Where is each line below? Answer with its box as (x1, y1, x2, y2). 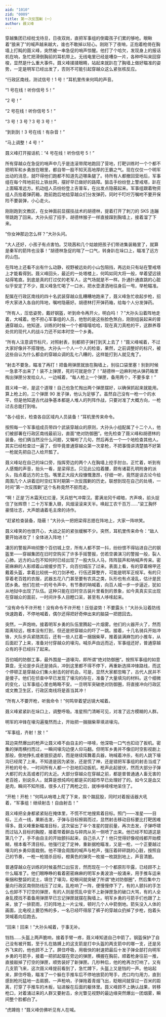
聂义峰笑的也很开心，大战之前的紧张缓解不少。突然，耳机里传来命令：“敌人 (5, 528, 159, 534)
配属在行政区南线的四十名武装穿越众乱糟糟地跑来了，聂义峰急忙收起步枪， (5, 294, 157, 299)
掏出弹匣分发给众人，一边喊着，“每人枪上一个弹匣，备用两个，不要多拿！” (5, 374, 157, 381)
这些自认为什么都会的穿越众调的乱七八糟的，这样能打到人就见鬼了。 (5, 351, 144, 357)
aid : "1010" (5, 7, 30, 12)
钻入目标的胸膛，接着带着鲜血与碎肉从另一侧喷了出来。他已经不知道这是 (13, 829, 161, 835)
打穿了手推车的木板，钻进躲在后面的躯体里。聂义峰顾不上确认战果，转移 (13, 984, 161, 990)
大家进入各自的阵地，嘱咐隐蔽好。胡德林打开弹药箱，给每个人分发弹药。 (9, 299, 157, 305)
